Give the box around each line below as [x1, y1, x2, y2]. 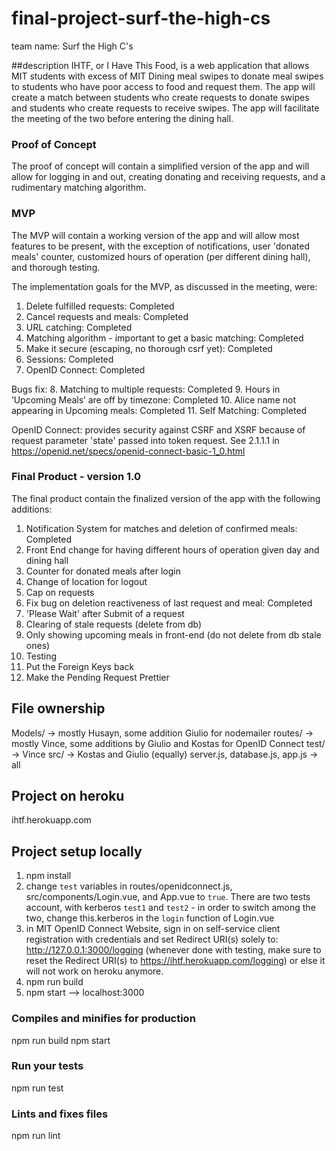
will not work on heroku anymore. [25, 965, 164, 977]
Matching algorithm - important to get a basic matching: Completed [25, 332, 304, 344]
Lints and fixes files [11, 1107, 109, 1121]
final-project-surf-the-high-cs [11, 7, 271, 30]
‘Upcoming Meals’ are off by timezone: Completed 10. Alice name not [11, 393, 296, 406]
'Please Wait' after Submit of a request [25, 607, 185, 619]
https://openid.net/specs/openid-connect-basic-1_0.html [11, 445, 246, 457]
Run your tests [11, 1059, 84, 1073]
